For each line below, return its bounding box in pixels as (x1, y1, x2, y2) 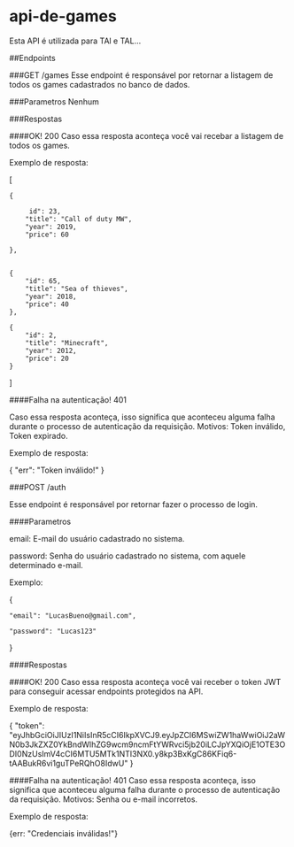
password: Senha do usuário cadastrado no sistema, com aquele (9, 551, 246, 561)
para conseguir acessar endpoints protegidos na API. (9, 686, 204, 697)
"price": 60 (25, 230, 69, 239)
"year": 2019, (25, 222, 77, 231)
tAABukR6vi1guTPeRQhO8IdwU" (9, 758, 128, 768)
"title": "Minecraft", (25, 338, 109, 347)
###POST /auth (9, 481, 66, 492)
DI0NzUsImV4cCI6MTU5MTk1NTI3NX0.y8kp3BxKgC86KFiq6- (9, 748, 237, 758)
